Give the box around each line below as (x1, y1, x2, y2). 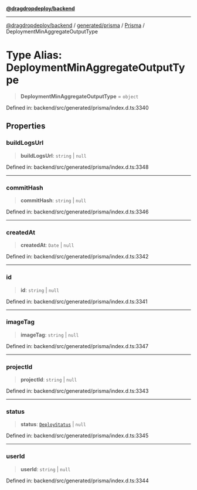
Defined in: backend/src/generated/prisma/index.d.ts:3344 (6, 477, 149, 484)
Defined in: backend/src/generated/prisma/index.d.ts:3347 (6, 342, 148, 349)
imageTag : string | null (20, 331, 79, 338)
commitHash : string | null (20, 196, 87, 204)
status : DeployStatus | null (20, 421, 86, 428)
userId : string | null (20, 465, 71, 472)
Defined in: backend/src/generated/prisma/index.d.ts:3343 (6, 387, 149, 394)
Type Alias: (6, 49, 63, 62)
